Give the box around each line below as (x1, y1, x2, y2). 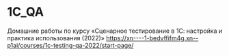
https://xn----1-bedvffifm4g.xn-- (105, 33, 199, 42)
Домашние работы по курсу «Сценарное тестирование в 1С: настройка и (7, 27, 223, 35)
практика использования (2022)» (7, 33, 105, 42)
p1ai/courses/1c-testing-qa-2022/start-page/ (7, 41, 134, 49)
